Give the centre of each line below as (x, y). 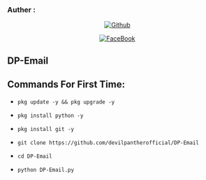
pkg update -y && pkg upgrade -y (66, 102)
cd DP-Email (35, 156)
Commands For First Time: (66, 84)
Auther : (22, 10)
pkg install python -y (50, 116)
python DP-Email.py (46, 169)
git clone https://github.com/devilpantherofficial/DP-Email (108, 143)
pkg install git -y (46, 129)
